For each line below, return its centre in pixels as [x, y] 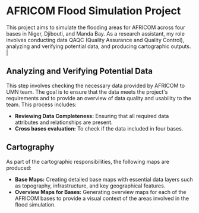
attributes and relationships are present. [64, 122]
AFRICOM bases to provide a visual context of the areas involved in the [102, 198]
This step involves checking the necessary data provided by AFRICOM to [96, 85]
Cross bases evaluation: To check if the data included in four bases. [99, 128]
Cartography [30, 147]
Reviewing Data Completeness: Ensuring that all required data [92, 116]
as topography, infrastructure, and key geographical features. [90, 186]
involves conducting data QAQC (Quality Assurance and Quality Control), [95, 40]
